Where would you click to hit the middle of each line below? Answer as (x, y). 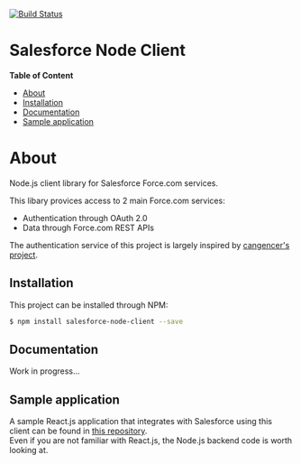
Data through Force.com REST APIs (88, 227)
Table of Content (41, 75)
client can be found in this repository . (78, 431)
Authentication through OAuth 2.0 (85, 218)
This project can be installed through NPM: (89, 305)
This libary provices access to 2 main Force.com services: (117, 200)
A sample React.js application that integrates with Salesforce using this (141, 422)
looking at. (29, 450)
